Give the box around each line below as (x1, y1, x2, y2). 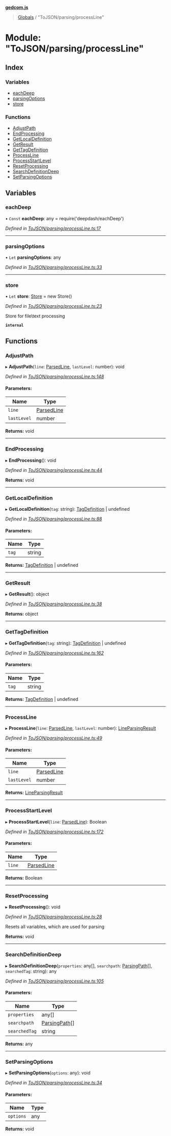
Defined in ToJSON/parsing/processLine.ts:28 (5, 914, 102, 920)
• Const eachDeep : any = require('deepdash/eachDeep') (5, 215, 124, 221)
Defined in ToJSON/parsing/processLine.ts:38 (5, 601, 102, 607)
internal (5, 323, 24, 328)
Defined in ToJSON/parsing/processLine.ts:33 (5, 265, 102, 271)
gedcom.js (5, 5, 28, 10)
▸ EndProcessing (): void (5, 457, 56, 463)
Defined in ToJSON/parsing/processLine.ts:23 (5, 303, 102, 309)
